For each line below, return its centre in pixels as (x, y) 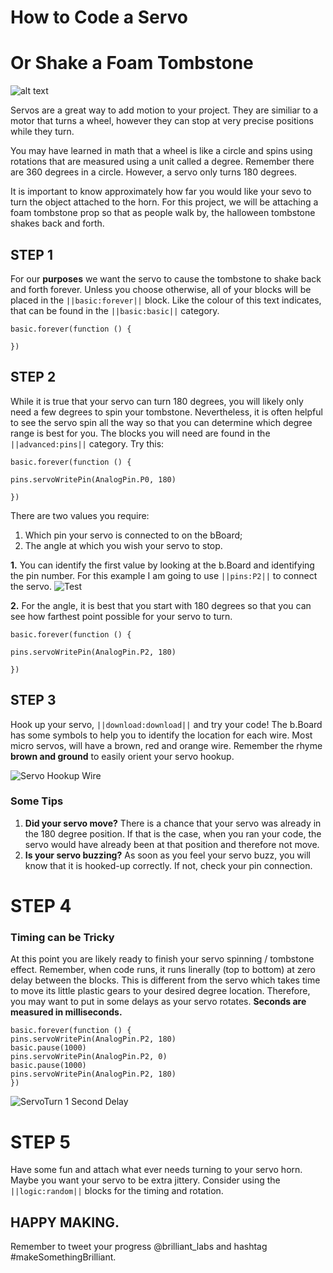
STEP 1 (32, 254)
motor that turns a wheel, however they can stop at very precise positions (162, 121)
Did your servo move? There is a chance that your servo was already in (173, 823)
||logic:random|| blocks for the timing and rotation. (117, 1191)
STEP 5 (41, 1142)
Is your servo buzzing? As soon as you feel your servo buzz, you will (167, 855)
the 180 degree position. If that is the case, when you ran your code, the (173, 833)
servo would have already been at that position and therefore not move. (172, 844)
